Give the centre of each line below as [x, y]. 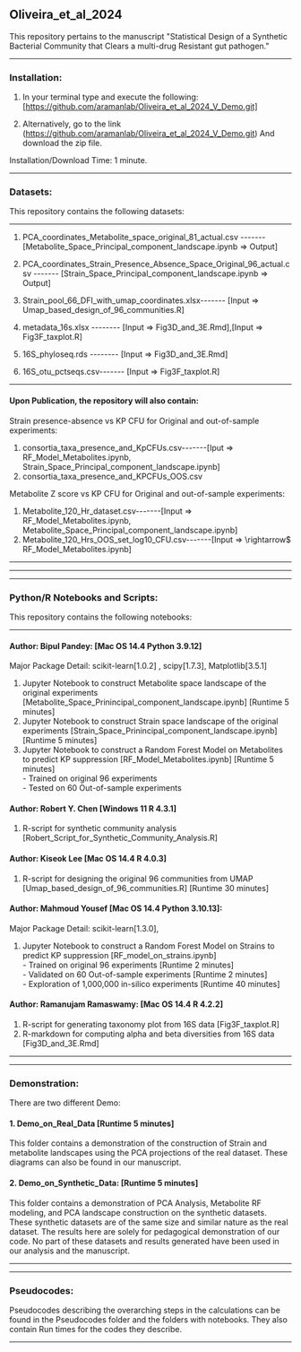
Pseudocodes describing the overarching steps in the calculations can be [145, 1310]
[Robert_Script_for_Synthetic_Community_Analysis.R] [120, 838]
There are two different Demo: [65, 1103]
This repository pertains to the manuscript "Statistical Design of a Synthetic [149, 36]
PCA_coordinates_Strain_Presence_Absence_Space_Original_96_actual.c [156, 264]
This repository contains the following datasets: [97, 212]
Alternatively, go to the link [72, 124]
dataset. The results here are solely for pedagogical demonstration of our [145, 1231]
